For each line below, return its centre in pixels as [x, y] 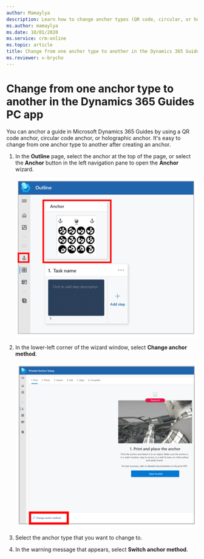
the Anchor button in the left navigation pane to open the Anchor [97, 163]
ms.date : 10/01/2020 [32, 32]
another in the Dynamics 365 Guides [100, 101]
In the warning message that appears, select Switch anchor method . [101, 549]
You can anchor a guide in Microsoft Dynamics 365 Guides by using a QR [98, 132]
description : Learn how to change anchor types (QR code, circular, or [99, 19]
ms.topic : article [29, 45]
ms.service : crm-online [36, 39]
